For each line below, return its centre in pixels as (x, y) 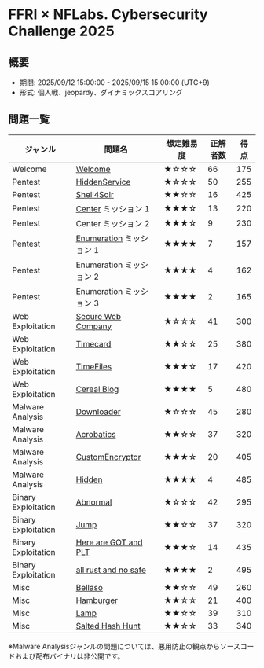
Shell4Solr (95, 194)
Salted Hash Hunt (108, 626)
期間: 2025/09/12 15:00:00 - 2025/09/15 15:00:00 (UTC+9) (114, 83)
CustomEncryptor (108, 457)
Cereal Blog (97, 389)
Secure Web (99, 316)
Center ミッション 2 (113, 223)
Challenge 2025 (62, 31)
